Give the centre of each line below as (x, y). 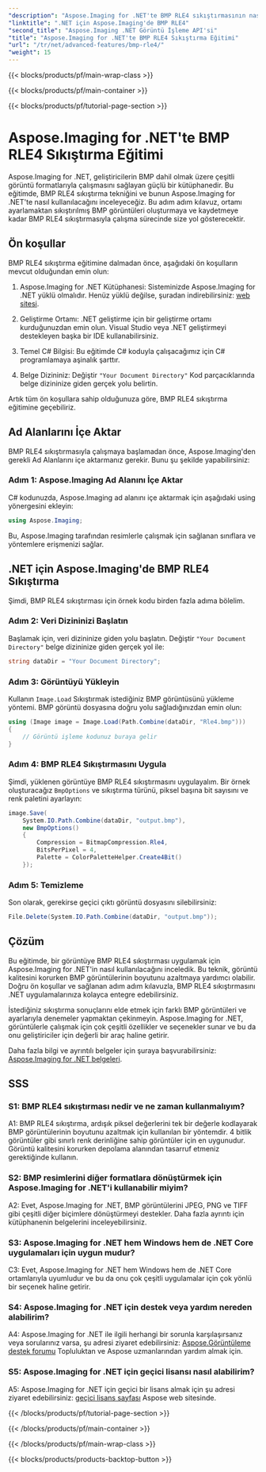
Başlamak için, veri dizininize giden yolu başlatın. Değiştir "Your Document (127, 638)
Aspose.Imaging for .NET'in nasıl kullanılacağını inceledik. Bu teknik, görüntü (133, 969)
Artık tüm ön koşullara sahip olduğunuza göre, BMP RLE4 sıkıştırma (118, 398)
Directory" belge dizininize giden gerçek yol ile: (86, 647)
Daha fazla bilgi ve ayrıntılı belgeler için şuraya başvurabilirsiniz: (112, 1050)
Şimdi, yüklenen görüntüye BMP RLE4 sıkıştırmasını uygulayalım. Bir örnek (129, 782)
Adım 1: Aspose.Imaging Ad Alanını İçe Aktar (96, 480)
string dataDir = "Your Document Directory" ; (84, 661)
